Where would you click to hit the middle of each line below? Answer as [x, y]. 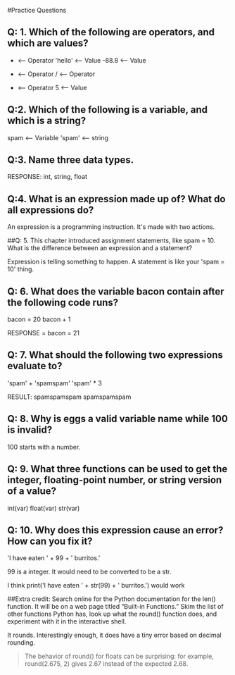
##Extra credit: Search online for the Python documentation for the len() [112, 599]
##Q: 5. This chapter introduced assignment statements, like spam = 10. [112, 241]
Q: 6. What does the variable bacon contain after [116, 291]
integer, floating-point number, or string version [115, 480]
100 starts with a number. [44, 447]
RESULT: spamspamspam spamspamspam [69, 397]
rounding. [21, 643]
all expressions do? [51, 210]
